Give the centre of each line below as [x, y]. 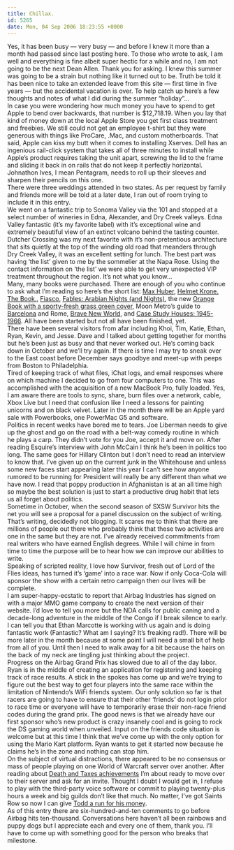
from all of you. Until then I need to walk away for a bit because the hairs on [116, 647]
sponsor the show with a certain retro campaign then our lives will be [107, 581]
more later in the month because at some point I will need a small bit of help [116, 640]
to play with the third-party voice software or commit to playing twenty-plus [116, 789]
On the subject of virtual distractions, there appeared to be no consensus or [116, 759]
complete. [22, 588]
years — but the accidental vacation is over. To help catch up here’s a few [114, 91]
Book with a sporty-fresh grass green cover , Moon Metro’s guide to [104, 306]
